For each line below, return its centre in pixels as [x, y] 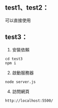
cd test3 [14, 59]
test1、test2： [27, 8]
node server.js [20, 82]
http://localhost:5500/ [29, 100]
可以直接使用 [18, 20]
